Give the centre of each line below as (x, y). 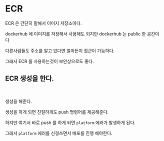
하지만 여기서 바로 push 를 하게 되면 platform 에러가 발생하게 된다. (70, 122)
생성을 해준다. (19, 101)
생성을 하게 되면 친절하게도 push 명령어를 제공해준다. (57, 112)
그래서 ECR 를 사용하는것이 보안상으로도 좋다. (49, 61)
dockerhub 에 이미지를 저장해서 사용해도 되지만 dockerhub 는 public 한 (75, 33)
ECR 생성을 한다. (29, 79)
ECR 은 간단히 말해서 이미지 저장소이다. (43, 23)
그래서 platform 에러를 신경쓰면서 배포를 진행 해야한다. (59, 133)
